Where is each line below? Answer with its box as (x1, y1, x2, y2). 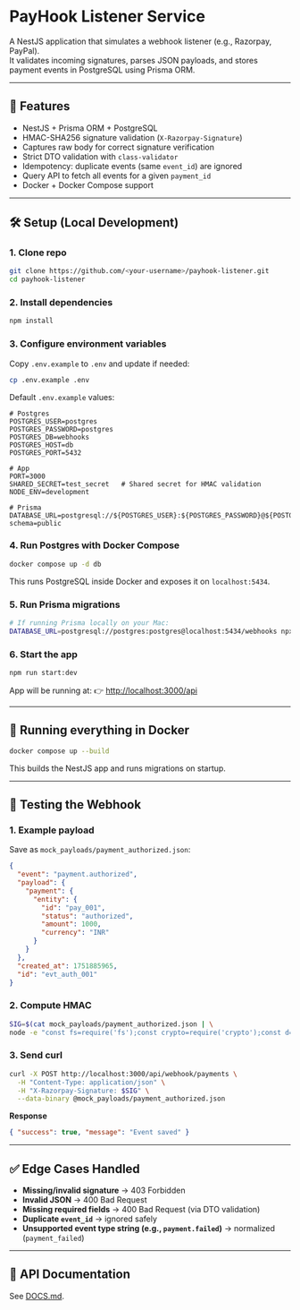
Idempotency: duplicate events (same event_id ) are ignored (21, 160, 243, 171)
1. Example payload (9, 824, 96, 836)
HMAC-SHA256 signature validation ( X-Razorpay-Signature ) (21, 132, 243, 142)
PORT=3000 (9, 472, 46, 481)
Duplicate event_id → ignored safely (21, 1213, 158, 1224)
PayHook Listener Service (9, 6, 205, 27)
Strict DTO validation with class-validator (21, 150, 179, 162)
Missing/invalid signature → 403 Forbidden (21, 1185, 186, 1195)
